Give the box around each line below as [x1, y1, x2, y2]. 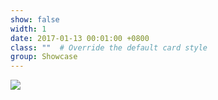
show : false [10, 14, 60, 25]
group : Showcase [10, 52, 78, 62]
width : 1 [10, 24, 47, 34]
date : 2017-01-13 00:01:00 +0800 [10, 33, 150, 43]
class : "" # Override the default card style [10, 42, 208, 53]
